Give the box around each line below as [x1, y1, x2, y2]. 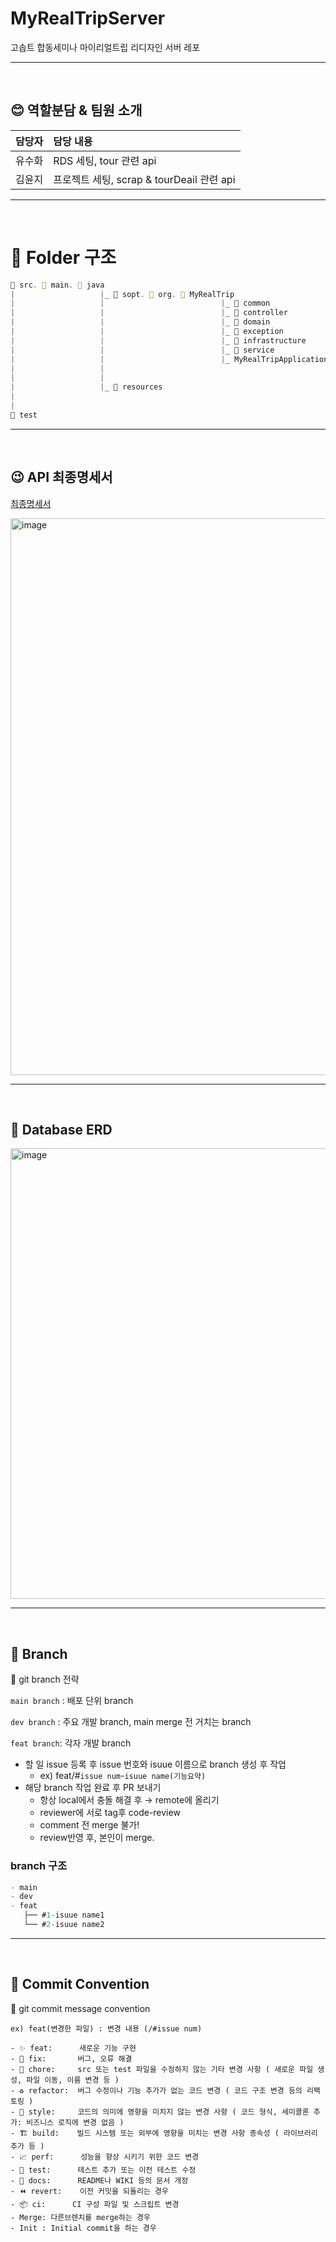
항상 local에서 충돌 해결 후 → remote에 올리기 [39, 1794, 220, 1806]
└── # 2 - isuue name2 [23, 1920, 105, 1930]
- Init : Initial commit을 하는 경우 [10, 2223, 157, 2233]
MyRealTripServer [10, 7, 166, 30]
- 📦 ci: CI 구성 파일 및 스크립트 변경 [10, 2199, 180, 2209]
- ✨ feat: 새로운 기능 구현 [10, 2043, 137, 2053]
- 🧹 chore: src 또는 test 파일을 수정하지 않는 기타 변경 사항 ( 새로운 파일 [10, 2064, 314, 2074]
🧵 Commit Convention [10, 1976, 150, 1993]
